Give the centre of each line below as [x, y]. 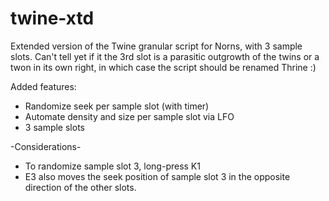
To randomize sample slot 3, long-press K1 [112, 166]
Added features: [43, 86]
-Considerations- [46, 146]
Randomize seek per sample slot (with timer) [117, 106]
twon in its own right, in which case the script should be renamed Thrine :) [163, 67]
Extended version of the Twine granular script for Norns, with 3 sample [156, 46]
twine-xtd [52, 18]
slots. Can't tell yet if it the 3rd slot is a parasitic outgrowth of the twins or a [165, 56]
